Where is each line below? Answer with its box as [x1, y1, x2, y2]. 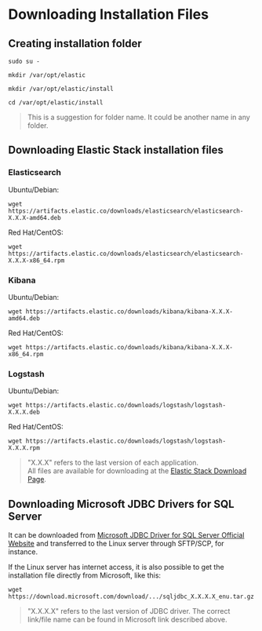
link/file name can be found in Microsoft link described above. [27, 615, 227, 625]
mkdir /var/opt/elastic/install [8, 85, 114, 93]
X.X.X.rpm [8, 444, 41, 452]
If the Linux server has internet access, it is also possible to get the [8, 563, 225, 572]
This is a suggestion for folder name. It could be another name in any [27, 112, 251, 122]
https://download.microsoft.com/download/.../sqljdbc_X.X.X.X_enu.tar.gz [8, 593, 255, 601]
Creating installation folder [8, 37, 143, 50]
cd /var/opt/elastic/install [8, 99, 104, 107]
